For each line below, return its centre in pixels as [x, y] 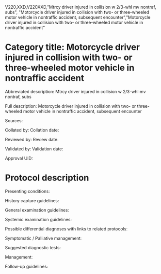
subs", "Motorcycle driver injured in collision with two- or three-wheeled [77, 12]
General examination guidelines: [37, 210]
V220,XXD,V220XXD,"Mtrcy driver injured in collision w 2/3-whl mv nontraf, [80, 7]
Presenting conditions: [27, 191]
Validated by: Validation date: [34, 149]
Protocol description [47, 178]
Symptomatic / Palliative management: [43, 238]
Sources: [14, 120]
